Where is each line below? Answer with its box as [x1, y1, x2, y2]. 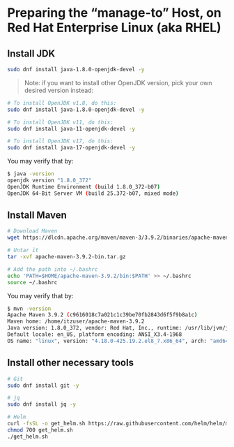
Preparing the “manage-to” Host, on [7, 5, 221, 21]
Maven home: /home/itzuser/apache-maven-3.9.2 [7, 318, 145, 325]
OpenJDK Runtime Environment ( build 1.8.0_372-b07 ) [7, 183, 160, 190]
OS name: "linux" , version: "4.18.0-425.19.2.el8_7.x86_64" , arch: [7, 337, 208, 344]
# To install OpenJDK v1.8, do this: [7, 99, 117, 106]
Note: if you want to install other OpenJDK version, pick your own [24, 78, 212, 87]
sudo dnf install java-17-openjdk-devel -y [7, 145, 136, 152]
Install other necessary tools [7, 357, 134, 369]
